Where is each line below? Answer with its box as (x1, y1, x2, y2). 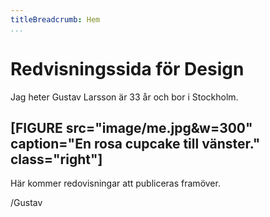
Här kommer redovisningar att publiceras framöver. (10, 177, 221, 190)
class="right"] (10, 151, 103, 168)
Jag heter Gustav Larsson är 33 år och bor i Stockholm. (10, 91, 239, 103)
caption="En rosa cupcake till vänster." (10, 135, 261, 152)
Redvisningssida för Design (10, 57, 245, 80)
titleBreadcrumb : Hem (10, 14, 101, 25)
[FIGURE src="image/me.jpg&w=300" (10, 119, 253, 136)
